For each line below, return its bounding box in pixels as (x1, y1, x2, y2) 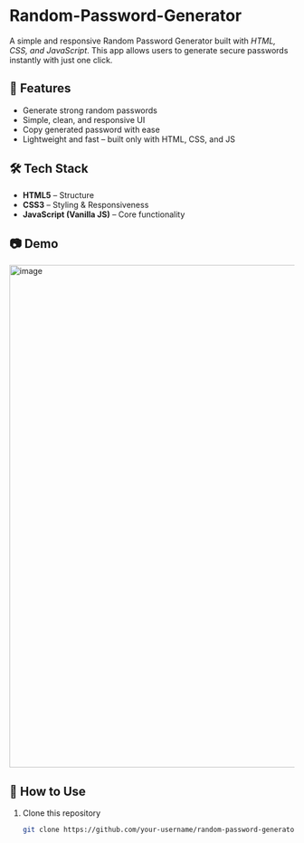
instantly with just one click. (9, 54, 113, 65)
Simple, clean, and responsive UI (22, 114, 146, 125)
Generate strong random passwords (22, 105, 158, 116)
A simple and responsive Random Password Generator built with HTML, (9, 35, 276, 46)
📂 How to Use (9, 783, 86, 799)
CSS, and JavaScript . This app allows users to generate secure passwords (9, 44, 289, 55)
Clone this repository (22, 808, 101, 819)
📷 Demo (9, 236, 59, 251)
